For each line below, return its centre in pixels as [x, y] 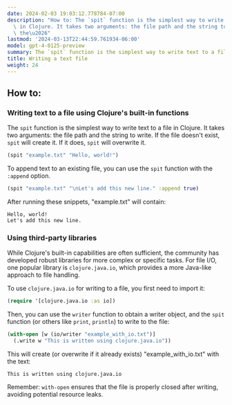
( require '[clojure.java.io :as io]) [61, 301]
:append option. [29, 176]
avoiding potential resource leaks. [55, 394]
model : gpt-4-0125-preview [46, 46]
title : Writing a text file [48, 59]
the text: [19, 361]
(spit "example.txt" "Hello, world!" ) [63, 155]
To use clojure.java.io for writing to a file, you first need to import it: [106, 289]
